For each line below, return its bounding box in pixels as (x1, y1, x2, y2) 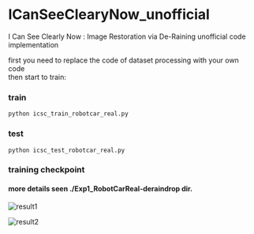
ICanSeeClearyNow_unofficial (8, 6, 211, 24)
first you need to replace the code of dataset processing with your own (8, 55, 239, 65)
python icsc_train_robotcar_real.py (8, 110, 129, 118)
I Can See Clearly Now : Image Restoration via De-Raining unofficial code (8, 32, 246, 41)
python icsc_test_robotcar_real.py (8, 146, 125, 154)
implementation (8, 40, 59, 49)
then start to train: (8, 72, 67, 81)
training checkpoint (8, 164, 85, 175)
